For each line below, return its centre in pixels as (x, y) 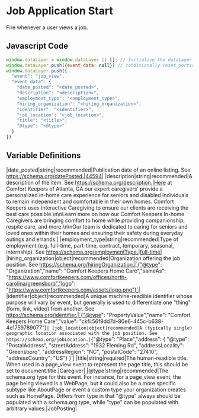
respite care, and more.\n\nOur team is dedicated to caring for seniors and (97, 226)
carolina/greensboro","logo (39, 283)
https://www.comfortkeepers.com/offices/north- (68, 277)
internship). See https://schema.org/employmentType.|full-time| (84, 252)
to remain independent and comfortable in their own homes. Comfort (90, 201)
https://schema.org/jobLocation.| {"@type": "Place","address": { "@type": (98, 339)
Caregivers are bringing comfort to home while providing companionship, (96, 220)
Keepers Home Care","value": (42, 321)
